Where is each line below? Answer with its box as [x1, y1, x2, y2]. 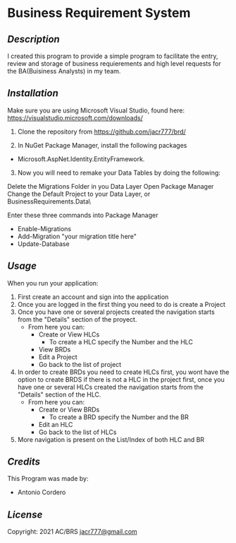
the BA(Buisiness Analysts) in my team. [7, 67, 121, 75]
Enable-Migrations [17, 224, 72, 233]
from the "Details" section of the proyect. [17, 315, 137, 323]
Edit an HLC [38, 420, 73, 428]
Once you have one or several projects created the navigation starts [17, 308, 215, 316]
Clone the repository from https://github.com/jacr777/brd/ [17, 127, 187, 136]
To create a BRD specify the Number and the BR [49, 412, 189, 421]
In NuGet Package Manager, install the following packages [17, 141, 187, 149]
